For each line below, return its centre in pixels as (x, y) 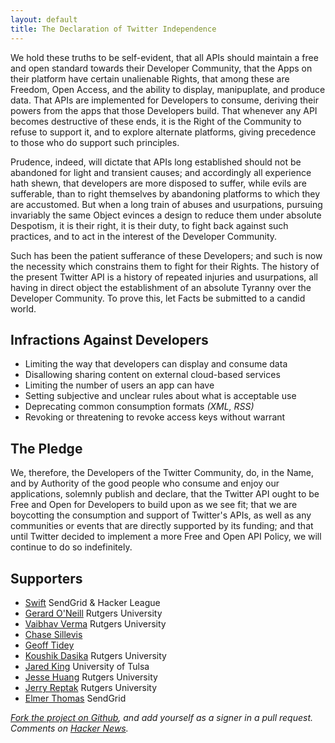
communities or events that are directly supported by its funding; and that (162, 526)
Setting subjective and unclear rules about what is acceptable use (160, 396)
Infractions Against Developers (109, 339)
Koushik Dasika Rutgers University (95, 655)
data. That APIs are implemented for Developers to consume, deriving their (164, 100)
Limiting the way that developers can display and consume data (156, 364)
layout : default (44, 19)
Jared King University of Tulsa (87, 666)
